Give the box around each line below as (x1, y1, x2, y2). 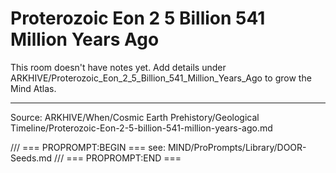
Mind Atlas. (10, 82, 57, 94)
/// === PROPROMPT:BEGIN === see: (10, 141, 166, 153)
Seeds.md (10, 152, 53, 164)
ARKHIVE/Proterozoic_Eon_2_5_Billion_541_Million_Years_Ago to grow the (10, 72, 312, 84)
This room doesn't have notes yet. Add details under (10, 61, 227, 73)
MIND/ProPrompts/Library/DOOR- (167, 141, 307, 153)
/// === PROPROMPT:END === (54, 152, 182, 164)
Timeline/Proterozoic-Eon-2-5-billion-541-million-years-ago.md (10, 122, 273, 134)
